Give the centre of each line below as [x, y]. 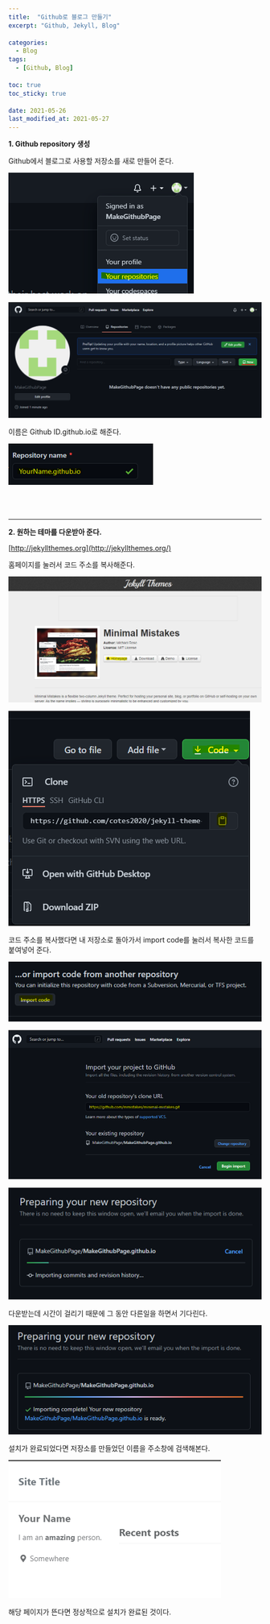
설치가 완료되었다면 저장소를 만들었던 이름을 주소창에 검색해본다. [109, 1448]
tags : [17, 60]
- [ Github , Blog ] [45, 68]
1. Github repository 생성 [49, 144]
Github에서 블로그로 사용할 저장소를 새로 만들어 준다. [91, 161]
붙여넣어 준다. [30, 950]
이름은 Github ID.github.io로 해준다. [65, 432]
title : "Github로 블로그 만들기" [60, 17]
